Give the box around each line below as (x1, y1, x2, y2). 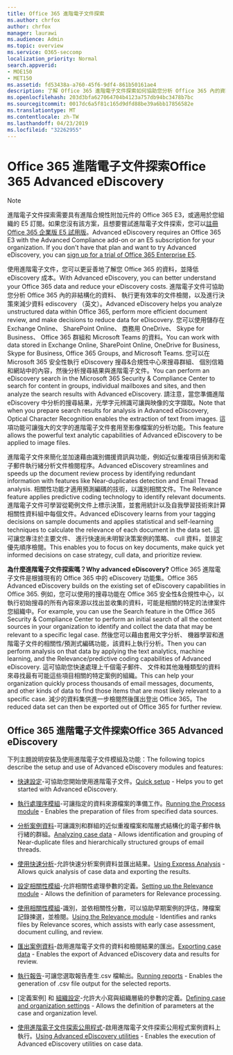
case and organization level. (17, 1009, 98, 1018)
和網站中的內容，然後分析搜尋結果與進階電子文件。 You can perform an (7, 366, 210, 375)
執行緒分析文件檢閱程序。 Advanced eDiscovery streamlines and (25, 462, 209, 470)
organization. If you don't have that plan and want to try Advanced (7, 244, 197, 252)
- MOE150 (7, 68, 33, 75)
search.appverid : (7, 62, 58, 69)
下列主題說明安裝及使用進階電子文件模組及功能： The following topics (7, 755, 205, 763)
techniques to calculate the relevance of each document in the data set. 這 (7, 525, 221, 534)
